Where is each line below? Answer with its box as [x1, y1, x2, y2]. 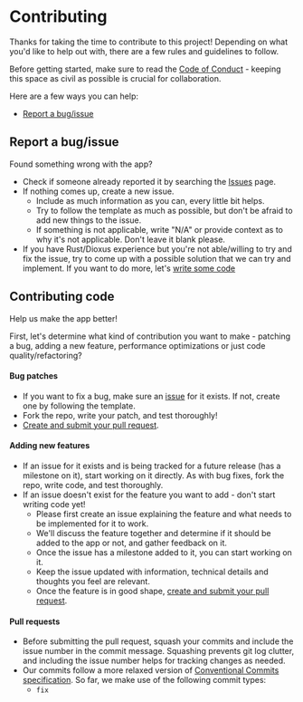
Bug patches [9, 370, 59, 381]
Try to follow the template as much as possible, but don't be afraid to [35, 205, 293, 216]
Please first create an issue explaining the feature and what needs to [35, 508, 292, 519]
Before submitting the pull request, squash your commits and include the [22, 636, 294, 647]
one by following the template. [22, 400, 136, 411]
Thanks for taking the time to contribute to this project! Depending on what [9, 36, 288, 47]
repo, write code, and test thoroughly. [22, 479, 164, 490]
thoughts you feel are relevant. [35, 575, 151, 586]
